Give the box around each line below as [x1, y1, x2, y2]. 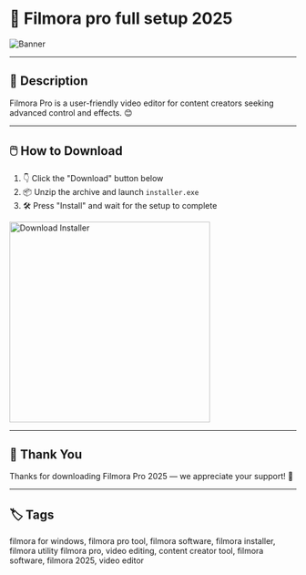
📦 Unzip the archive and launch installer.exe [22, 186, 199, 197]
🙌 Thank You [9, 447, 83, 462]
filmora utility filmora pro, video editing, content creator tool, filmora [9, 546, 264, 557]
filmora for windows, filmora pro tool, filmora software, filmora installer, [9, 536, 276, 547]
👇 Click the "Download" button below [22, 172, 164, 183]
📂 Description [9, 73, 88, 89]
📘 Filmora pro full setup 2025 [9, 8, 233, 29]
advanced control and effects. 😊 [9, 107, 133, 118]
